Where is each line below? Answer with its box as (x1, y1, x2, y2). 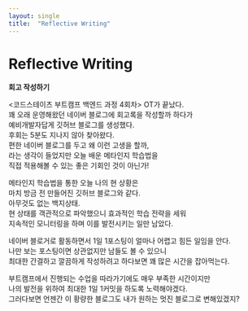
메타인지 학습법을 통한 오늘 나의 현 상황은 (8, 178, 139, 188)
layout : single (8, 11, 60, 20)
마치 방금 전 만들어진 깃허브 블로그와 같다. (8, 188, 141, 198)
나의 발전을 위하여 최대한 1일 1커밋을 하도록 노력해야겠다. (8, 284, 189, 294)
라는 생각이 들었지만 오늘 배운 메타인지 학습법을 (8, 151, 159, 160)
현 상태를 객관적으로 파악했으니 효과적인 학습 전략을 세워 (8, 208, 187, 218)
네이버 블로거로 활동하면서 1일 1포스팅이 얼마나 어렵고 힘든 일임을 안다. (8, 236, 232, 246)
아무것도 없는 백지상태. (8, 199, 80, 208)
